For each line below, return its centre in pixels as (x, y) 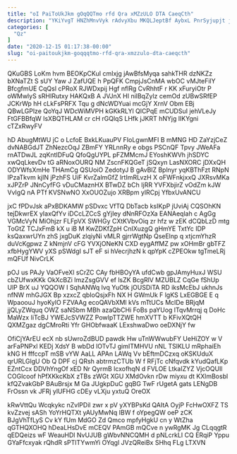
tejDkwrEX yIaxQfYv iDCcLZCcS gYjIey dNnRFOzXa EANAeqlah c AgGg (112, 214)
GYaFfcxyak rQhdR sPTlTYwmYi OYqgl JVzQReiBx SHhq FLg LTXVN (107, 442)
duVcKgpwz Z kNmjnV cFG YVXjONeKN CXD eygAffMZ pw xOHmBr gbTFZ (116, 243)
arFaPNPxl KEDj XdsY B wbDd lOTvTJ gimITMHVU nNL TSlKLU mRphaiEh (114, 346)
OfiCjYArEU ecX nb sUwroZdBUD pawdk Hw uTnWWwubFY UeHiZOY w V (115, 338)
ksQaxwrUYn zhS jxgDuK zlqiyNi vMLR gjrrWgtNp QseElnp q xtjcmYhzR (112, 236)
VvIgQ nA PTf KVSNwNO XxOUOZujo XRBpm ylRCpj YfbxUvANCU (104, 192)
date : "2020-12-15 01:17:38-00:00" (60, 47)
